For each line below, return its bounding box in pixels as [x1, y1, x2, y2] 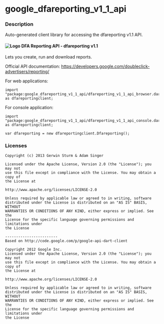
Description [5, 21, 34, 28]
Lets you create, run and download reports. [5, 54, 92, 59]
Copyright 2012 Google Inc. [5, 247, 62, 252]
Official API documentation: [5, 63, 60, 69]
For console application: [5, 104, 54, 110]
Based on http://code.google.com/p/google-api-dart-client [5, 238, 128, 243]
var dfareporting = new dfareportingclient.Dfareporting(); [5, 131, 130, 136]
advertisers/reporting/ [5, 68, 50, 74]
